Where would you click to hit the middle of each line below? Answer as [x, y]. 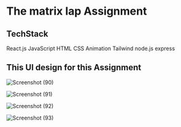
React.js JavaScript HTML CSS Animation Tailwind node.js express [91, 48]
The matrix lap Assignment [77, 11]
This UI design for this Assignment [74, 67]
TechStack [27, 34]
